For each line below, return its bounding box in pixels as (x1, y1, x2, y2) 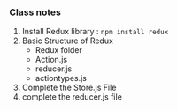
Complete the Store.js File (21, 82, 117, 93)
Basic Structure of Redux (21, 35, 113, 46)
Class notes (9, 6, 62, 18)
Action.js (35, 55, 68, 65)
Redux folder (35, 45, 82, 55)
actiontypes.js (35, 73, 87, 84)
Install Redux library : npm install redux (21, 26, 169, 37)
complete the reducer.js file (21, 92, 122, 102)
